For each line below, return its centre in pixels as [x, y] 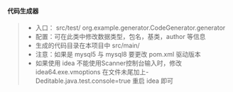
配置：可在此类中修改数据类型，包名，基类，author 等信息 [120, 37]
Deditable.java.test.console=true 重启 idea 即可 [104, 81]
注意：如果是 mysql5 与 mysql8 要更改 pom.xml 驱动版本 [118, 54]
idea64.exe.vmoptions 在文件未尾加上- [92, 72]
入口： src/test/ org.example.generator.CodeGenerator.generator [130, 28]
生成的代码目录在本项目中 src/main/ [87, 45]
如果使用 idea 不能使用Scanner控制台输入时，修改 [109, 63]
